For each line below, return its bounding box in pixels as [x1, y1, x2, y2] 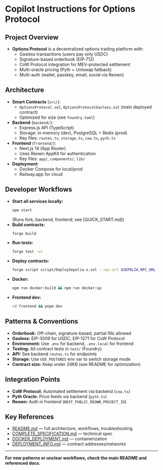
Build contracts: [12, 221, 45, 227]
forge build [12, 231, 36, 236]
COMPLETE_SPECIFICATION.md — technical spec [12, 431, 113, 436]
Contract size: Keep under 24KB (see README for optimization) [12, 361, 141, 367]
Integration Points [5, 376, 61, 384]
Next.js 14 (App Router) [19, 145, 66, 151]
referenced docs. [5, 460, 41, 466]
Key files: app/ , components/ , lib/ [19, 156, 85, 162]
